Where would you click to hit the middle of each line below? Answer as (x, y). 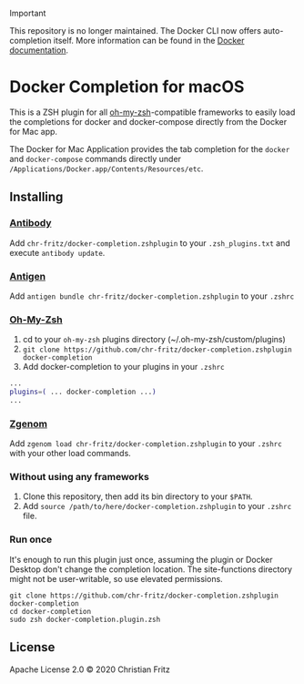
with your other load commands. (71, 454)
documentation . (39, 50)
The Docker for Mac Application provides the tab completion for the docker (150, 148)
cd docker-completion (51, 611)
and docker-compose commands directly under (96, 158)
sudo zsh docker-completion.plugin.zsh (85, 619)
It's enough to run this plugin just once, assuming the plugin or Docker (141, 559)
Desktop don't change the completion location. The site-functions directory (151, 569)
